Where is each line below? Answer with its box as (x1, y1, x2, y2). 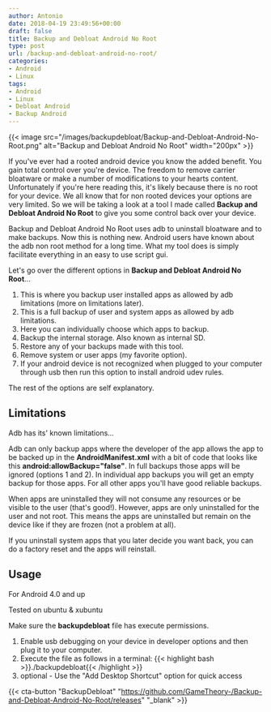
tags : (8, 79, 27, 88)
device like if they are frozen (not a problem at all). (8, 520, 176, 530)
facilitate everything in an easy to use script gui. (8, 250, 168, 259)
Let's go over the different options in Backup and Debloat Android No (8, 265, 242, 275)
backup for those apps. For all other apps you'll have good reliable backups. (8, 478, 262, 487)
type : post (8, 42, 45, 50)
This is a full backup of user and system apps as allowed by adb (19, 307, 235, 316)
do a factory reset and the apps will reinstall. (8, 544, 157, 554)
